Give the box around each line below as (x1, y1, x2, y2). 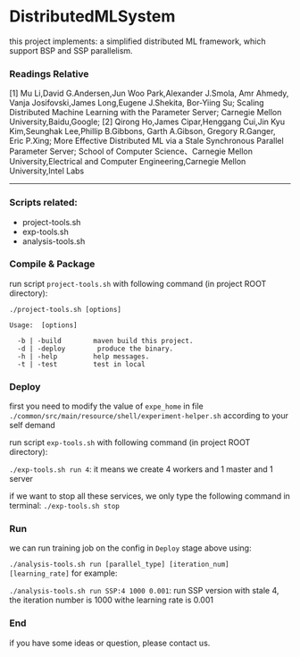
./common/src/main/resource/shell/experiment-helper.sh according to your (9, 410, 288, 421)
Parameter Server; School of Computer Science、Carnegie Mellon (9, 146, 253, 157)
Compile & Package (9, 257, 96, 270)
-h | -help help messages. (17, 351, 150, 361)
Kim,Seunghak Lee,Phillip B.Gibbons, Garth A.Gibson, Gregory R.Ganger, (9, 126, 276, 137)
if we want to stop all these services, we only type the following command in (9, 491, 290, 501)
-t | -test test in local (17, 359, 146, 368)
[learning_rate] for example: (9, 568, 118, 578)
